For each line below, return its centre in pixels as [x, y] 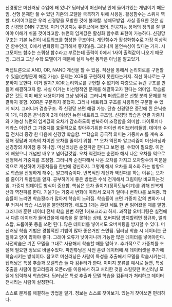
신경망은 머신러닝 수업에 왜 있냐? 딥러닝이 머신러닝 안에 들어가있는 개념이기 [80, 7]
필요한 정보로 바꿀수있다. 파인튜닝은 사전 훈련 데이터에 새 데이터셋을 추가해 [89, 250]
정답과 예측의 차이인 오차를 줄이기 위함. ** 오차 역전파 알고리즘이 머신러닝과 [90, 141]
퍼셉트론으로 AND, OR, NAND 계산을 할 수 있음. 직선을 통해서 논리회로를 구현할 [85, 70]
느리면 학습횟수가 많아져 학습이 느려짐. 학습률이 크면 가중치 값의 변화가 [89, 198]
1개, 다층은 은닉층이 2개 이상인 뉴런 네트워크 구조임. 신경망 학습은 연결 [81, 115]
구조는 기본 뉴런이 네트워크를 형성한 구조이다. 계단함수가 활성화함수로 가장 [79, 40]
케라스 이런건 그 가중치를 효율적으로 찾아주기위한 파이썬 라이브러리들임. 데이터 [83, 128]
